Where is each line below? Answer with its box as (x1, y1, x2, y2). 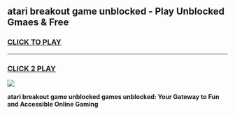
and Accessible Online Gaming (7, 100, 99, 108)
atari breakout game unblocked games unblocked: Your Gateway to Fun (7, 92, 220, 100)
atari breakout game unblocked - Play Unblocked (7, 6, 225, 17)
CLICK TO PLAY (7, 38, 62, 47)
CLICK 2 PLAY (7, 63, 56, 73)
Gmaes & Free (7, 17, 69, 29)
